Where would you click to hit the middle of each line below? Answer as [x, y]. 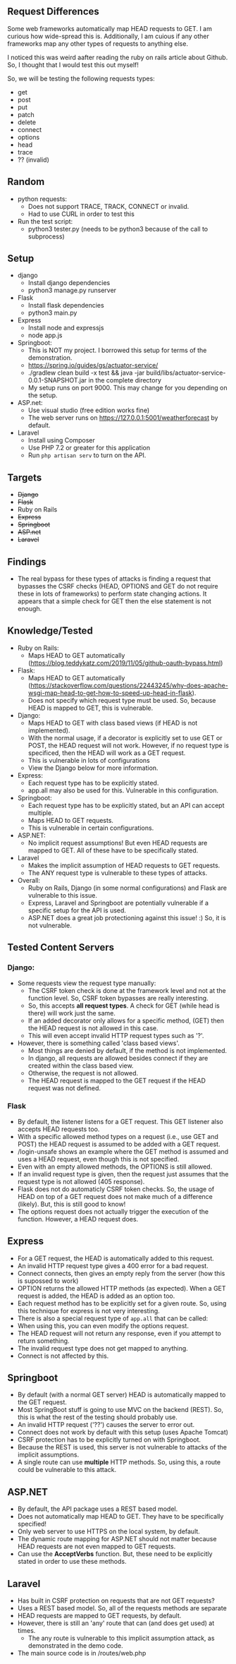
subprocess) [46, 236]
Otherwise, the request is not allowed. [83, 1073]
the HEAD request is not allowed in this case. [93, 1028]
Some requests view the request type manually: [87, 983]
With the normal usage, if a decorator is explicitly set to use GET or [125, 737]
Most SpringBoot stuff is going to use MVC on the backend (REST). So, [120, 1410]
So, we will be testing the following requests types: [81, 78]
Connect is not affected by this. [63, 1356]
